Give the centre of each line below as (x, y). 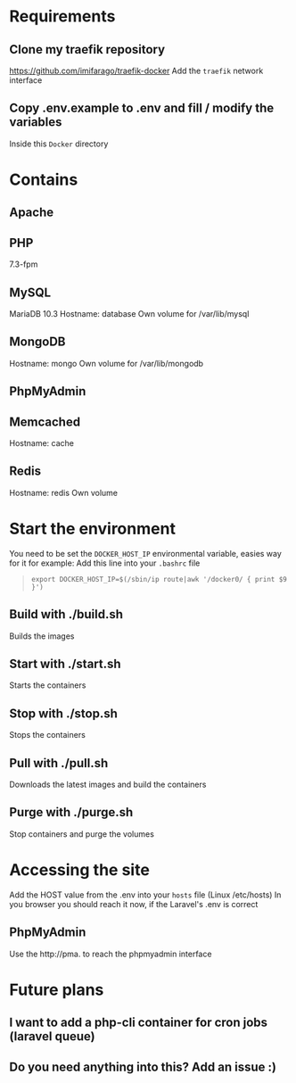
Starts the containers (48, 685)
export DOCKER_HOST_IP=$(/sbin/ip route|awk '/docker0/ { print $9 (159, 579)
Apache (32, 213)
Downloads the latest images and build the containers (108, 785)
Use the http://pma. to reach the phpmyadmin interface (111, 954)
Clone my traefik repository (87, 50)
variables (36, 122)
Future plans (57, 990)
